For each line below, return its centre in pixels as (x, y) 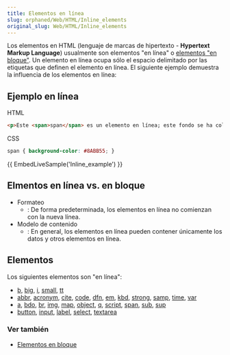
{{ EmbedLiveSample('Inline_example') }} (65, 164)
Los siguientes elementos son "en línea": (65, 277)
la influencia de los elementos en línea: (62, 75)
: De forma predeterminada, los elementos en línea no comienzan (119, 209)
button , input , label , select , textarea (67, 312)
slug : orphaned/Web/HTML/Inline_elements (67, 20)
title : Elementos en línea (46, 13)
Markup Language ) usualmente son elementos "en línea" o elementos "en (112, 53)
